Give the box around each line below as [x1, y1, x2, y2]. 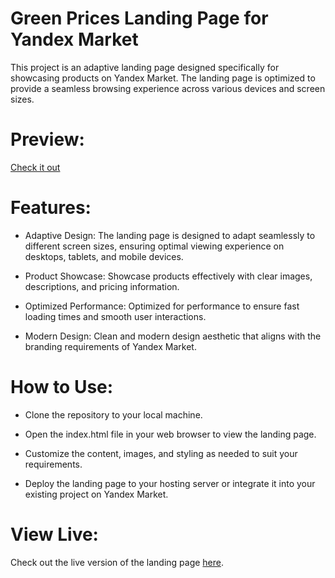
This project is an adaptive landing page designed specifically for [10, 61, 280, 73]
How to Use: [10, 376, 114, 398]
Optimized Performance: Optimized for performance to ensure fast [24, 300, 300, 312]
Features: [10, 197, 92, 219]
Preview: [10, 128, 85, 151]
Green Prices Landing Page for [10, 7, 269, 30]
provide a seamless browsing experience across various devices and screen [10, 82, 326, 94]
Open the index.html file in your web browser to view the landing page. [24, 428, 317, 440]
